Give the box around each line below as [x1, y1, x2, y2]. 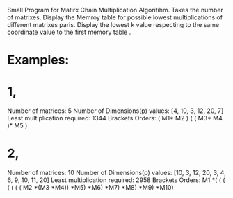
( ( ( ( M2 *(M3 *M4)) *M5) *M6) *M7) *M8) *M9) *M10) [7, 183, 174, 192]
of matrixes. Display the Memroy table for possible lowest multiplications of [7, 13, 223, 21]
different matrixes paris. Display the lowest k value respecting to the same [7, 21, 220, 28]
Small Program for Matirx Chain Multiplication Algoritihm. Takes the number [7, 6, 224, 14]
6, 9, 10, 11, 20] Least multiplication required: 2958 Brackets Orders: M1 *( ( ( [7, 176, 225, 184]
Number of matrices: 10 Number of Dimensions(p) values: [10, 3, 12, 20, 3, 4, [7, 169, 226, 177]
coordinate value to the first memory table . [7, 28, 131, 36]
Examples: [7, 52, 70, 68]
